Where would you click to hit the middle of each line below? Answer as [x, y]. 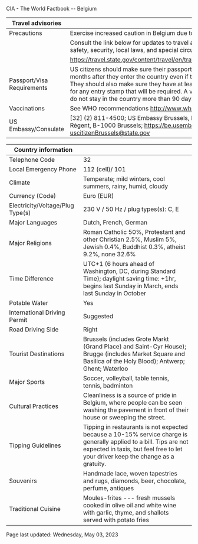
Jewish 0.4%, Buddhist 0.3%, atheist [134, 247]
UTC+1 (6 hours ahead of [119, 264]
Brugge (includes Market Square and [134, 354]
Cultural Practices [34, 406]
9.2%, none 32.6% [110, 254]
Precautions [26, 33]
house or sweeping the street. [125, 417]
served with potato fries [116, 520]
